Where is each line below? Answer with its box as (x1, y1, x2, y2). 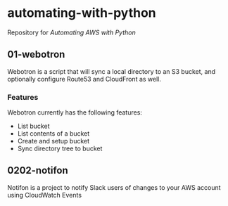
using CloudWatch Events (7, 191, 82, 199)
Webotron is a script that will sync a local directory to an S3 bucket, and (7, 67, 216, 75)
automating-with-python (7, 5, 156, 21)
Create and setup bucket (17, 137, 90, 146)
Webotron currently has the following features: (7, 108, 143, 117)
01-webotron (7, 49, 65, 60)
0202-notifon (7, 165, 68, 176)
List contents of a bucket (17, 129, 90, 138)
